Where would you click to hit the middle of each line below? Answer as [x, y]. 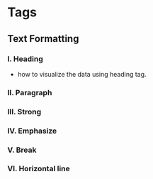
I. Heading [25, 59]
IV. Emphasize [32, 131]
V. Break [22, 150]
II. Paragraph [30, 92]
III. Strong [24, 112]
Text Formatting [43, 39]
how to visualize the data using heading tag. [82, 74]
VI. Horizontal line [39, 169]
